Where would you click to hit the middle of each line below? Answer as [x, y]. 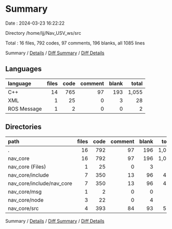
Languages [24, 69]
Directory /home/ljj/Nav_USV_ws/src [43, 33]
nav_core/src [24, 208]
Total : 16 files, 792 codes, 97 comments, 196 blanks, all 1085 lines [75, 43]
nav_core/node [26, 200]
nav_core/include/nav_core [40, 183]
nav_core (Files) [27, 166]
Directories [24, 127]
